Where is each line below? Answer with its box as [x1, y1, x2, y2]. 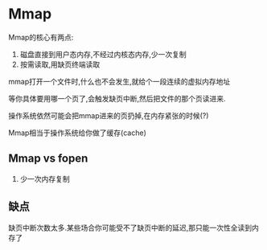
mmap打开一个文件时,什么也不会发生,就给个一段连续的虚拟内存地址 [8, 76, 231, 86]
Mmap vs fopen [8, 152, 88, 166]
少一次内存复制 [19, 174, 70, 183]
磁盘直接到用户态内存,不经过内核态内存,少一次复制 [19, 49, 187, 59]
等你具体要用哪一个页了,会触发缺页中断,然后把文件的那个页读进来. [8, 93, 227, 103]
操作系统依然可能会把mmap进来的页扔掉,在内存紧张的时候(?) [8, 110, 209, 121]
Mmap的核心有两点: [8, 32, 74, 42]
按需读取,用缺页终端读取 [19, 59, 101, 69]
